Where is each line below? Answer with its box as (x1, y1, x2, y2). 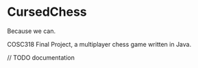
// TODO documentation (7, 53, 75, 62)
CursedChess (7, 4, 87, 20)
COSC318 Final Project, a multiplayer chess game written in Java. (7, 40, 192, 48)
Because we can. (7, 27, 56, 35)
